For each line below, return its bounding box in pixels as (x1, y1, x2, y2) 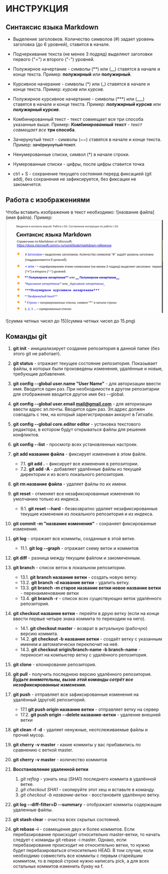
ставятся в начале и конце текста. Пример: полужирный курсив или (12, 101, 161, 107)
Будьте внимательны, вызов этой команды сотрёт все (12, 676, 134, 682)
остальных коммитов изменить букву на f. (12, 864, 104, 870)
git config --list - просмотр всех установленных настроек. (12, 441, 138, 447)
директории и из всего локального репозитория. (20, 471, 125, 477)
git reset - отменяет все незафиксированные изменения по (12, 491, 140, 497)
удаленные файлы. (12, 807, 53, 813)
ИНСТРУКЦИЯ (5, 3, 69, 14)
